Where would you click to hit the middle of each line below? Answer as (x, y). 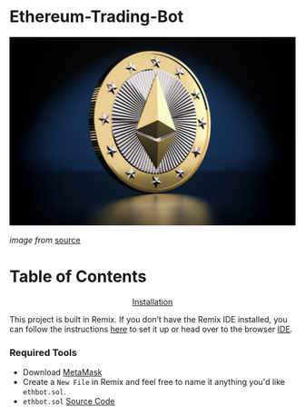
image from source (45, 240)
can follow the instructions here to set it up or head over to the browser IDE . (151, 330)
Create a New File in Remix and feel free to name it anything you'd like (154, 382)
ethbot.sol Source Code (69, 401)
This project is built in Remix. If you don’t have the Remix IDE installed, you (148, 320)
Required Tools (43, 353)
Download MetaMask (62, 372)
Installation (152, 302)
